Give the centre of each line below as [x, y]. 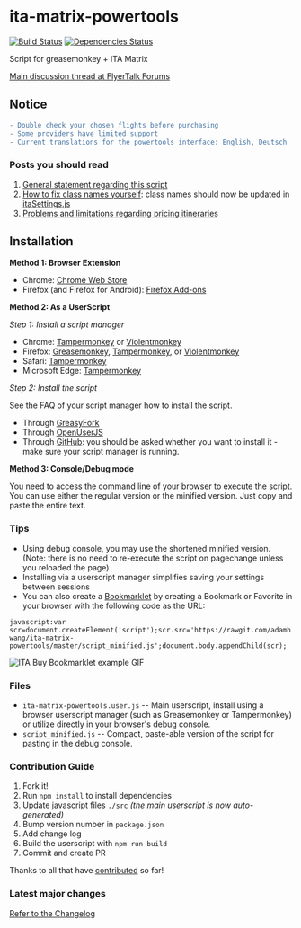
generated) [43, 815]
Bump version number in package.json [93, 825]
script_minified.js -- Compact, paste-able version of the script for [148, 734]
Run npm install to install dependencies [97, 796]
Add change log [52, 834]
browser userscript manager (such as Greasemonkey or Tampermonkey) [157, 715]
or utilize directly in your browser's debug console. [116, 724]
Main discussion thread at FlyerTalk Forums [90, 76]
